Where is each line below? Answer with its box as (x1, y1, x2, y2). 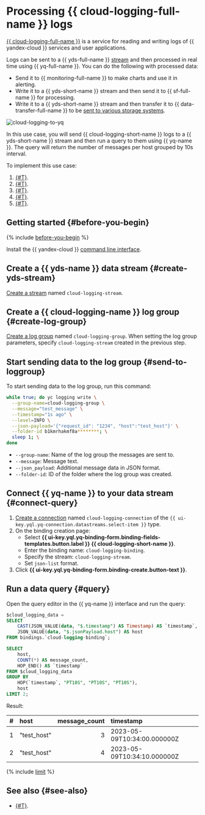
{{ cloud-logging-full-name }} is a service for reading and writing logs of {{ (6, 37, 194, 45)
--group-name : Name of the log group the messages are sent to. (15, 451, 175, 458)
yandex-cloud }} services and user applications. (6, 44, 127, 51)
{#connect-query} (6, 497, 78, 508)
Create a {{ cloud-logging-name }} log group (6, 307, 180, 317)
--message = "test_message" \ (12, 406, 84, 412)
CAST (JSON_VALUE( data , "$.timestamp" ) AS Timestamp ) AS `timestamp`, (17, 623, 198, 630)
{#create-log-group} (6, 316, 87, 327)
